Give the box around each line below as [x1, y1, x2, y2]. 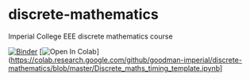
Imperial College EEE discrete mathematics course [8, 31, 173, 41]
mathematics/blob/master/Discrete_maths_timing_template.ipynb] [8, 63, 223, 72]
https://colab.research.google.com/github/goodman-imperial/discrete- [10, 55, 242, 64]
